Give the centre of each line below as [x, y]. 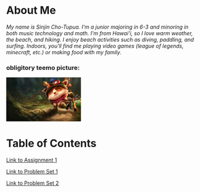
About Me [31, 10]
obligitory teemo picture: [43, 67]
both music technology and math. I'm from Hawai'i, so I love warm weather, [99, 33]
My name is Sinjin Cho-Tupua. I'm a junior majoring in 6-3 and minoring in [98, 27]
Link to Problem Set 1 [32, 172]
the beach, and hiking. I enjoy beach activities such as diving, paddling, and [100, 39]
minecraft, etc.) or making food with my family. [64, 52]
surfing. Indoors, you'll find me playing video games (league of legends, [95, 46]
